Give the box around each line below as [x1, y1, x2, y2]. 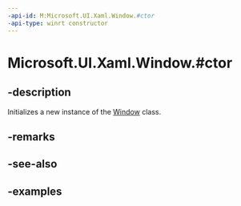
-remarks [7, 130, 55, 143]
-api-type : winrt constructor [7, 19, 109, 27]
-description [7, 86, 71, 99]
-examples [7, 184, 62, 198]
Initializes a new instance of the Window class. [7, 107, 162, 116]
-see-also [7, 157, 58, 171]
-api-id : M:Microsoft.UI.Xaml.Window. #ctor [7, 11, 155, 20]
